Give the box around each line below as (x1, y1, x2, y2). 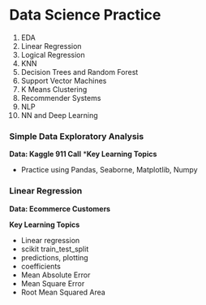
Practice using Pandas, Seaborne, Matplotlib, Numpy (20, 165, 198, 175)
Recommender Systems (20, 93, 101, 102)
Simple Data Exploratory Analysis (9, 130, 144, 142)
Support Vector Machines (20, 76, 107, 85)
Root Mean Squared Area (20, 287, 106, 297)
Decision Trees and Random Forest (20, 67, 139, 76)
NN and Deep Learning (20, 110, 98, 120)
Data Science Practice (9, 6, 161, 24)
